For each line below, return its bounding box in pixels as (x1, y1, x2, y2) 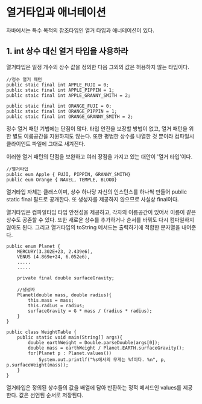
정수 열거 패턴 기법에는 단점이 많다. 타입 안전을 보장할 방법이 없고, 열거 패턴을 (6, 125, 188, 132)
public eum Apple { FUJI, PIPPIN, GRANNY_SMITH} (6, 171, 131, 177)
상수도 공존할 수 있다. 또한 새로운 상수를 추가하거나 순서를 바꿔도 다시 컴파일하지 (6, 216, 195, 223)
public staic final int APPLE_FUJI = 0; (6, 82, 110, 88)
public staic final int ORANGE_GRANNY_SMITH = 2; (6, 113, 134, 120)
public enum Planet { (6, 243, 61, 249)
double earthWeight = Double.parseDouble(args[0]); (28, 339, 161, 345)
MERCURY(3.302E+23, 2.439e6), (17, 249, 93, 255)
